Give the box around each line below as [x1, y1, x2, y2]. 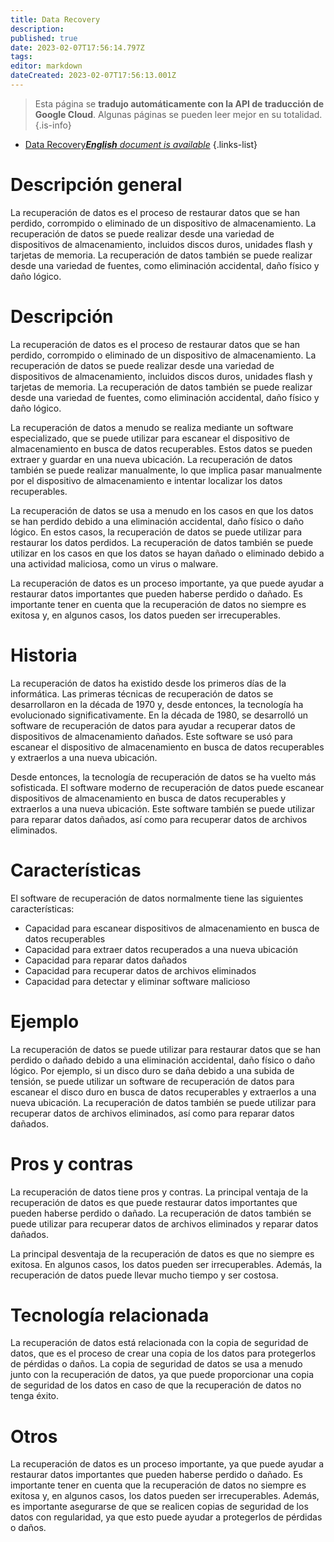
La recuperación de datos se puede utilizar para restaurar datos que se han [10, 1043, 322, 1055]
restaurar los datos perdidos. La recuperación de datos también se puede [10, 536, 314, 548]
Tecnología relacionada [10, 1304, 210, 1326]
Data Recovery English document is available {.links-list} [24, 138, 258, 150]
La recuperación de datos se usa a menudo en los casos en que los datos [10, 504, 314, 516]
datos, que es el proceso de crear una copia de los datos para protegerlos [10, 1347, 317, 1360]
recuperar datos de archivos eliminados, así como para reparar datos [10, 1107, 295, 1119]
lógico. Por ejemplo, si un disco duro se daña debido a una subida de [10, 1064, 295, 1076]
